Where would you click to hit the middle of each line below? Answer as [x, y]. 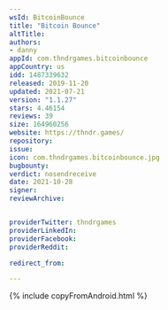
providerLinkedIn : [43, 230]
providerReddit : [39, 247]
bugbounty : [29, 166]
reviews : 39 [31, 116]
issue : [21, 149]
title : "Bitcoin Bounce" [55, 26]
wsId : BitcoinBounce [47, 17]
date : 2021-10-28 [41, 182]
